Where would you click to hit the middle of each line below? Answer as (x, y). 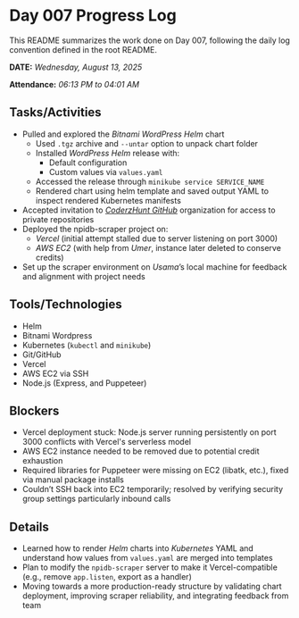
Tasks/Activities (55, 113)
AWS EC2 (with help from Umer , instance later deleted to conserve (158, 247)
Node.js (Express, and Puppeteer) (84, 383)
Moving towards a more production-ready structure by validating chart (152, 587)
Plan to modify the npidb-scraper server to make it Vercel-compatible (150, 567)
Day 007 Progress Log (93, 16)
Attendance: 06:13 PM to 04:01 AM (75, 84)
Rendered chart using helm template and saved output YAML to (152, 191)
